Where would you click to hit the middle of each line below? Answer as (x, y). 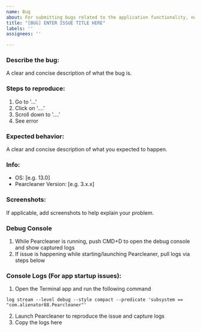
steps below (30, 260)
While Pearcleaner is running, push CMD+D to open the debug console (102, 241)
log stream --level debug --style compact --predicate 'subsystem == (95, 300)
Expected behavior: (35, 136)
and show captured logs (45, 247)
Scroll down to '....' (38, 114)
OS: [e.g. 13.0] (32, 178)
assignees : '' (24, 34)
